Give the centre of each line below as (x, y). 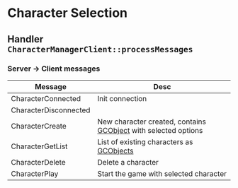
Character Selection (68, 13)
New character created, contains (152, 122)
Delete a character (128, 162)
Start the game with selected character (162, 173)
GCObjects (115, 151)
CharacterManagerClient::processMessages (100, 49)
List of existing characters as (145, 141)
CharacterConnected (46, 98)
